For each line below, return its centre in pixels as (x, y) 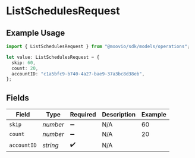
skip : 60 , (23, 63)
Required (83, 115)
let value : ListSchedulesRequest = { (53, 57)
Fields (18, 98)
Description (119, 115)
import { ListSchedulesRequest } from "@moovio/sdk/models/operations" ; (98, 46)
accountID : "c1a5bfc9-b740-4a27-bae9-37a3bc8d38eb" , (78, 74)
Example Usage (36, 33)
